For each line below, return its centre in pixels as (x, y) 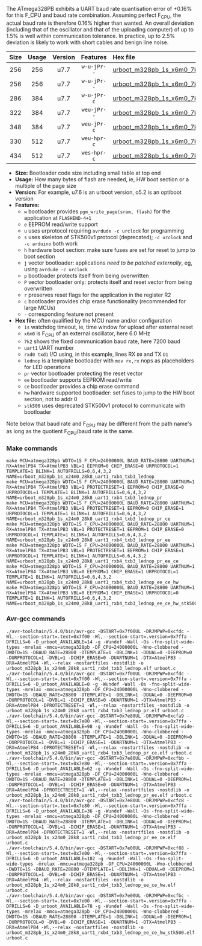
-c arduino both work (51, 243)
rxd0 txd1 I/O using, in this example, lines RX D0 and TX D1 (96, 354)
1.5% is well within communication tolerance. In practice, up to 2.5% (91, 36)
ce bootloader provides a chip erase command (81, 386)
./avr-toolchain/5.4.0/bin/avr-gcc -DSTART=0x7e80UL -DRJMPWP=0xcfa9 (95, 716)
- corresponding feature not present (69, 314)
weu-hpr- (94, 138)
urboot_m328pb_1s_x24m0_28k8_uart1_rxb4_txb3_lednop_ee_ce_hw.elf (91, 885)
